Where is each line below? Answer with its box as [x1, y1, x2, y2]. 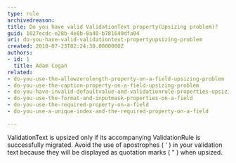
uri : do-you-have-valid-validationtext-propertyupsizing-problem [7, 36, 202, 43]
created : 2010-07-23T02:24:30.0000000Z [7, 43, 124, 50]
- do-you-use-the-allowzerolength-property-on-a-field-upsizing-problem [7, 75, 225, 83]
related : [7, 69, 33, 76]
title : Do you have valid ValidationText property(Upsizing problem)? [7, 23, 218, 30]
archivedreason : [7, 17, 55, 24]
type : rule [7, 10, 39, 17]
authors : [7, 50, 33, 57]
